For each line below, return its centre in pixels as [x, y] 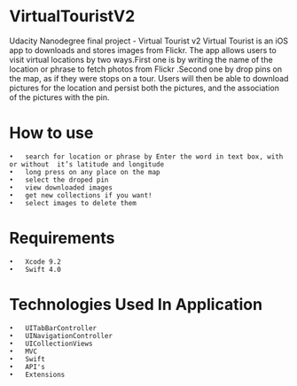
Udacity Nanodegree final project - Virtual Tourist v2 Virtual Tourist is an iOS [149, 41]
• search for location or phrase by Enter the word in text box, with [146, 157]
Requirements [62, 239]
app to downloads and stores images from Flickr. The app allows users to [143, 50]
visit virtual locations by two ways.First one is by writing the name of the [141, 59]
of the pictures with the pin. [59, 97]
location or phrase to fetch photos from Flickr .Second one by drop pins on [145, 69]
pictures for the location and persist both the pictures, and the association [144, 88]
